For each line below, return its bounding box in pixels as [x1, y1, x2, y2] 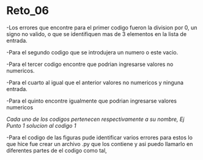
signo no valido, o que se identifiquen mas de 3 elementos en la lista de [6, 30, 187, 37]
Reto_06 [6, 4, 50, 18]
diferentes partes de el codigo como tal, [6, 147, 107, 154]
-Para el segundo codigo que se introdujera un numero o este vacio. [6, 48, 179, 56]
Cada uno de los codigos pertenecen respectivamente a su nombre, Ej [6, 115, 185, 123]
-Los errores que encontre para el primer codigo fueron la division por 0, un [6, 24, 197, 31]
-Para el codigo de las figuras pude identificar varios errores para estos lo [6, 134, 193, 141]
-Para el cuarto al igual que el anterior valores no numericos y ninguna [6, 79, 184, 86]
